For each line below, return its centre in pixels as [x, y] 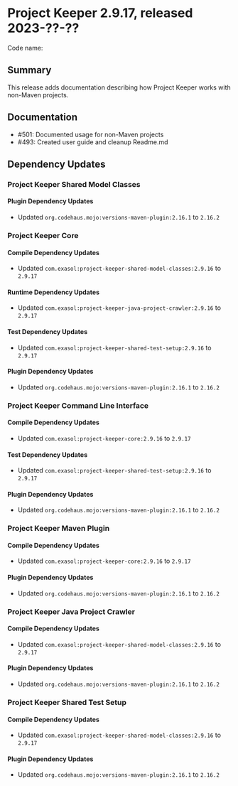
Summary [29, 70]
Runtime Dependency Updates [54, 292]
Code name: [25, 48]
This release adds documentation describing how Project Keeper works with [119, 87]
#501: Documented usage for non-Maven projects [91, 134]
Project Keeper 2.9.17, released [100, 13]
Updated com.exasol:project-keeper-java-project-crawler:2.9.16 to [119, 308]
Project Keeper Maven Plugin [59, 529]
